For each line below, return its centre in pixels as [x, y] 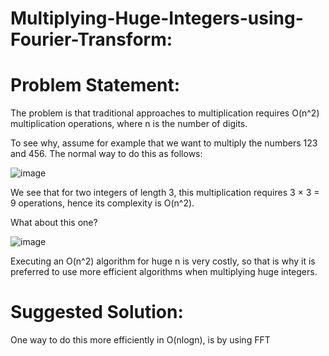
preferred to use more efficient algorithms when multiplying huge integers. [164, 272]
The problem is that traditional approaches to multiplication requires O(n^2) [165, 113]
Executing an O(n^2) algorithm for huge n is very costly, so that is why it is [163, 261]
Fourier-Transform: [91, 39]
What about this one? [54, 223]
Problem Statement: [95, 85]
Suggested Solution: [97, 312]
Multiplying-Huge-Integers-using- [157, 18]
